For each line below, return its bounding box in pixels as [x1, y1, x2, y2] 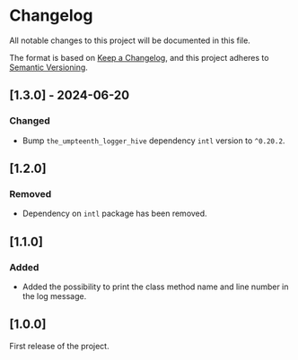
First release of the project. [9, 340, 110, 351]
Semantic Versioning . [9, 62, 88, 73]
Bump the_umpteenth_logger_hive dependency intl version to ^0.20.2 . [22, 135, 285, 146]
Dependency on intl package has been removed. [22, 208, 208, 219]
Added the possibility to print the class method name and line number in [22, 281, 289, 292]
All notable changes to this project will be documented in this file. [9, 35, 251, 46]
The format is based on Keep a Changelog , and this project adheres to [9, 52, 269, 63]
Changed [9, 115, 51, 127]
